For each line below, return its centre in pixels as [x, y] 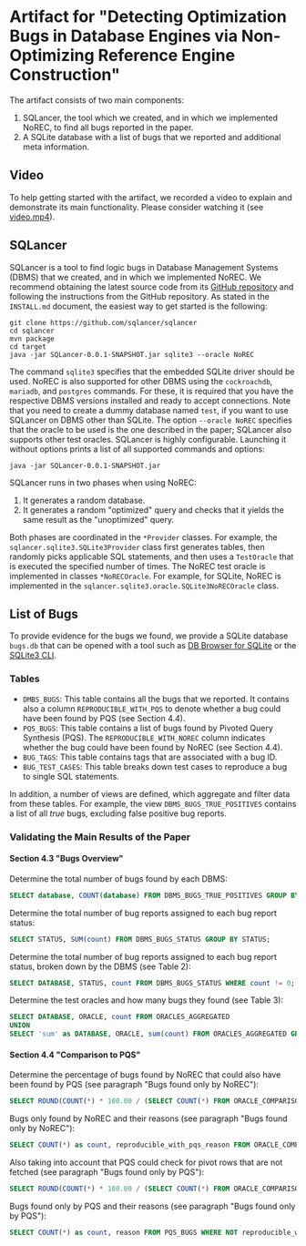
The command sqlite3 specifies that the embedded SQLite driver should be [152, 372]
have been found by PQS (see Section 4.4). [104, 718]
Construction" [65, 75]
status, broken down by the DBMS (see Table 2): [100, 966]
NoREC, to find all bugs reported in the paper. [108, 127]
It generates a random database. [84, 500]
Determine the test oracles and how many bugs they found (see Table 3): [147, 1000]
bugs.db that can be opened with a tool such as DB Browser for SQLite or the [153, 646]
